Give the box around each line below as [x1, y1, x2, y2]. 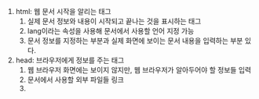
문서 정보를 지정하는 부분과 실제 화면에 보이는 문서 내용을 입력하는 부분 [27, 36, 243, 45]
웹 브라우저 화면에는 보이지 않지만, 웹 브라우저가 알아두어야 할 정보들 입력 [27, 65, 252, 74]
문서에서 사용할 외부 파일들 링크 [27, 75, 124, 84]
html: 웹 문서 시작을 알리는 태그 [15, 7, 111, 16]
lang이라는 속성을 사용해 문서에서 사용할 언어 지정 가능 [27, 27, 195, 35]
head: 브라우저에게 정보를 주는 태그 [15, 55, 125, 65]
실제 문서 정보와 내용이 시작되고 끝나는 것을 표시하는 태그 [27, 16, 202, 26]
